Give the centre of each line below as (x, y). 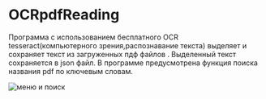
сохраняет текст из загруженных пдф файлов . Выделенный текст (122, 54)
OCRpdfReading (64, 15)
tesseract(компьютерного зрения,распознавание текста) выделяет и (128, 45)
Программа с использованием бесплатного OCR (93, 37)
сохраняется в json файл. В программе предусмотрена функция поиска (133, 63)
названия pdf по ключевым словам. (71, 71)
